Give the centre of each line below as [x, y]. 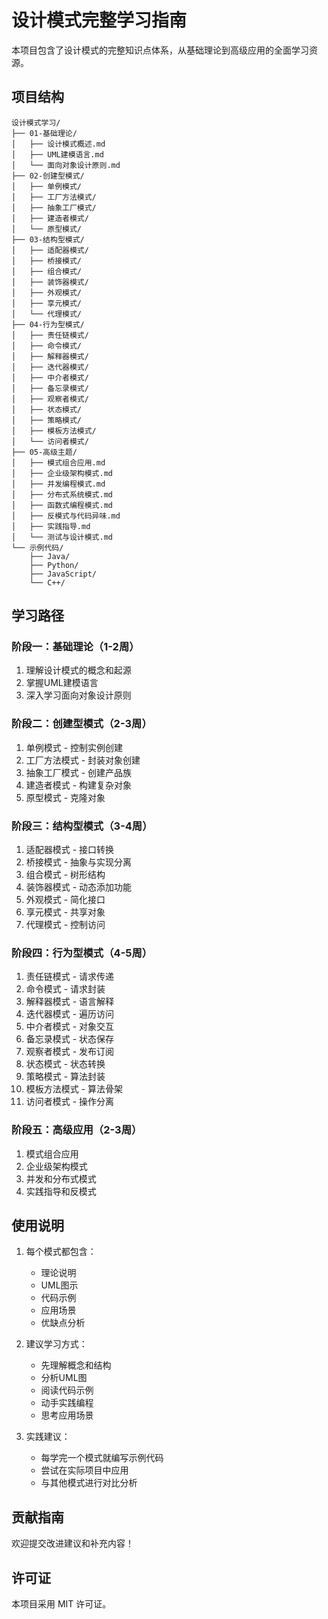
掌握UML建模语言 [62, 683]
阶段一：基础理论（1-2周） [75, 647]
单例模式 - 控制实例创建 [74, 747]
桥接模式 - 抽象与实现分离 [79, 862]
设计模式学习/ [36, 122]
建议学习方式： [56, 1344]
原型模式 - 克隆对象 [65, 797]
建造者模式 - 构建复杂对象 [79, 785]
